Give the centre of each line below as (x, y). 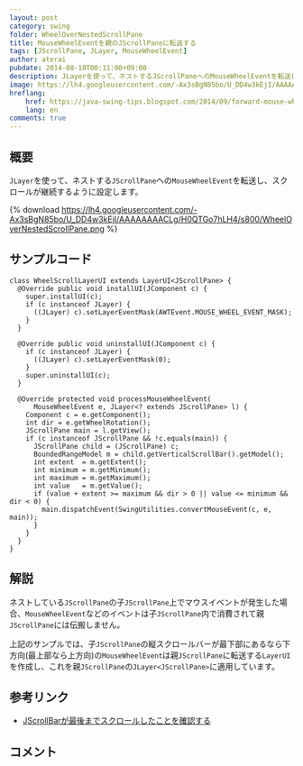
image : (22, 85)
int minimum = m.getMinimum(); (92, 470)
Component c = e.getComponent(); (88, 415)
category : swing (40, 26)
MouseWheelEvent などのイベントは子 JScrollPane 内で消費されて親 (145, 613)
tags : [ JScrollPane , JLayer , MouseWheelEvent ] (98, 51)
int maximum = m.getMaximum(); (92, 478)
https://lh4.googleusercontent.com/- (129, 209)
